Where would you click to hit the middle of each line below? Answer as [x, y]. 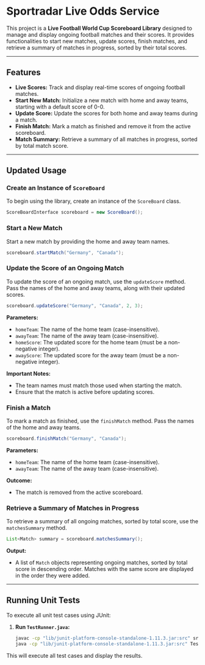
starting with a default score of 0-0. [60, 107]
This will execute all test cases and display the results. [74, 655]
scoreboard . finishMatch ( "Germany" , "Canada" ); [67, 438]
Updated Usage [37, 171]
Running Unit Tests [43, 601]
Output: [16, 551]
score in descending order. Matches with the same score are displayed [104, 569]
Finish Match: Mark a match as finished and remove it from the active [103, 126]
